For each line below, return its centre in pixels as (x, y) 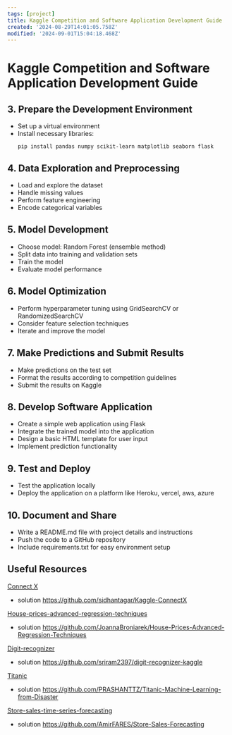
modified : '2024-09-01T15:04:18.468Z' (64, 33)
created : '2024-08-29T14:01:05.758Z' (63, 27)
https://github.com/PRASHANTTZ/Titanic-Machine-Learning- (132, 689)
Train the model (40, 261)
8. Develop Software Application (80, 407)
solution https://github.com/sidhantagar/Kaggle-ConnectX (102, 600)
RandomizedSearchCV (50, 316)
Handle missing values (50, 193)
